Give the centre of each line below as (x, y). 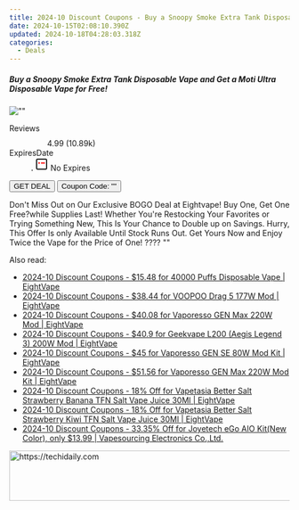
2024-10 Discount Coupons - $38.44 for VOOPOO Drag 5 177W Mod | (150, 296)
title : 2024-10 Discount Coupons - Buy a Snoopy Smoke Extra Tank (135, 17)
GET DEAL (32, 187)
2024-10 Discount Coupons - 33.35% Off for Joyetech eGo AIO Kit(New (154, 429)
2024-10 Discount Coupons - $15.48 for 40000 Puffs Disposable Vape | (154, 277)
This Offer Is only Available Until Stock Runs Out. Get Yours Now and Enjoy (146, 234)
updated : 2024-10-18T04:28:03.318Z (75, 34)
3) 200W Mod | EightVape (70, 343)
